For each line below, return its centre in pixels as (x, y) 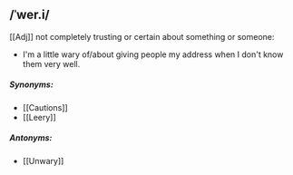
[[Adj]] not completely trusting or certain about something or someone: (142, 36)
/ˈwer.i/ (29, 15)
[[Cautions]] (45, 107)
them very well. (51, 63)
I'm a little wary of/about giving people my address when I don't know (153, 54)
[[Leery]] (39, 117)
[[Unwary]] (43, 160)
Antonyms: (31, 138)
